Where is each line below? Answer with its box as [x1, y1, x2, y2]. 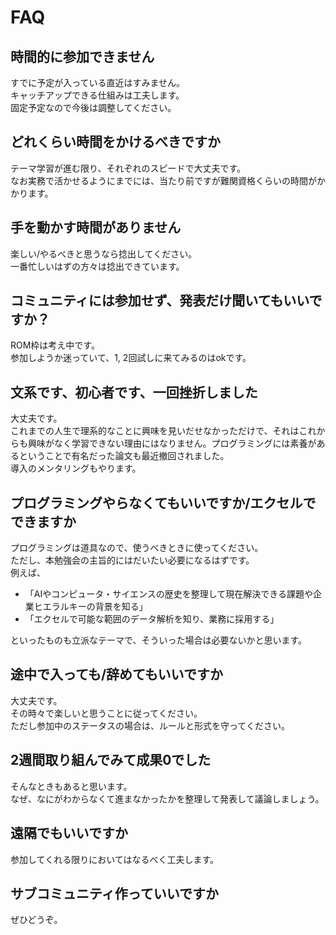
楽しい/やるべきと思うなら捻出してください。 [10, 247, 198, 260]
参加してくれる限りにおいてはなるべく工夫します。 [10, 853, 220, 865]
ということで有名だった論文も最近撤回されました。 [18, 450, 230, 462]
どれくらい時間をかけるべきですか [10, 134, 221, 151]
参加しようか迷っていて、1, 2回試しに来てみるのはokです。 [10, 352, 252, 364]
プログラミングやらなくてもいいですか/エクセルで [10, 494, 317, 511]
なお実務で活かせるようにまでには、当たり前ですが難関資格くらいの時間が [10, 174, 317, 186]
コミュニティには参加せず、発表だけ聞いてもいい [10, 292, 310, 310]
